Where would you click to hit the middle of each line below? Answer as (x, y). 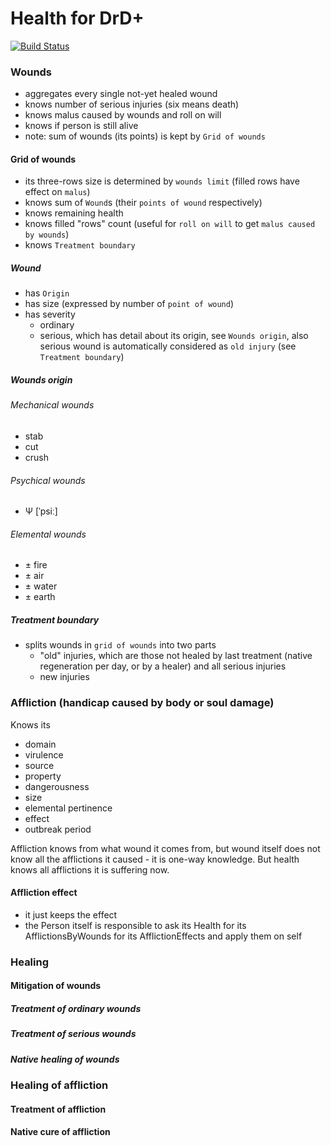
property (43, 776)
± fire (36, 565)
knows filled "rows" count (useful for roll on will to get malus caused (170, 224)
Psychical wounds (48, 480)
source (39, 765)
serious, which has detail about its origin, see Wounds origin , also (174, 336)
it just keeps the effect (71, 914)
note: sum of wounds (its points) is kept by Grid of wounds (145, 136)
